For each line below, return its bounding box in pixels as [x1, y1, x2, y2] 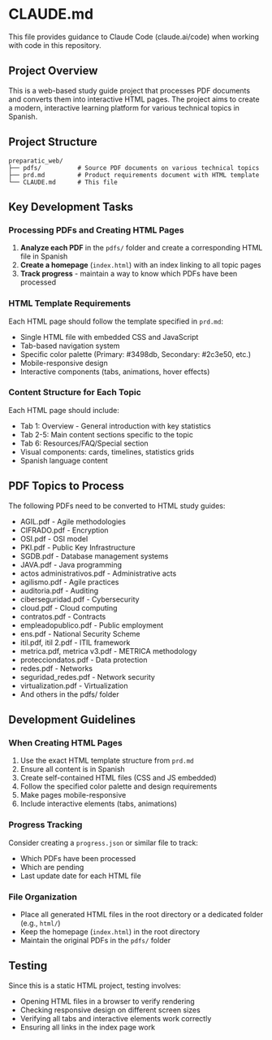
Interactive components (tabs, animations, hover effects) [19, 367, 210, 376]
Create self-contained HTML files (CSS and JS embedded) [19, 773, 217, 783]
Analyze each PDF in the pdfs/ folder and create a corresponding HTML [19, 243, 263, 253]
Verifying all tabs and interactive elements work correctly [19, 1013, 212, 1023]
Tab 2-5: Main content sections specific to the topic [19, 429, 193, 439]
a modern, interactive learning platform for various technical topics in [8, 102, 240, 112]
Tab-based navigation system [19, 341, 120, 350]
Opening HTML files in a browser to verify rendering [19, 996, 195, 1006]
